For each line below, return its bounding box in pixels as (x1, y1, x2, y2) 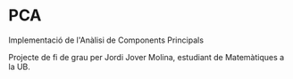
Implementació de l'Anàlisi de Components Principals (8, 35, 205, 45)
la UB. (8, 61, 30, 72)
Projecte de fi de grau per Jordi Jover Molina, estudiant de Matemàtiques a (8, 51, 285, 62)
